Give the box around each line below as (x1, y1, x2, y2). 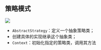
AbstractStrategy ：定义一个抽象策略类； (12, 27, 95, 33)
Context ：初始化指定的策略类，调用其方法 (12, 39, 96, 45)
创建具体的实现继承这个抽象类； (12, 33, 77, 39)
